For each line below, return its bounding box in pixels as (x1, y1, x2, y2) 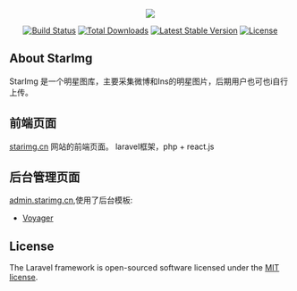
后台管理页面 (9, 170, 81, 185)
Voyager (21, 212, 54, 223)
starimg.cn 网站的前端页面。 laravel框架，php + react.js (9, 141, 215, 152)
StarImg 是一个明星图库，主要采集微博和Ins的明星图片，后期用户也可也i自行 (9, 76, 289, 87)
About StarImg (9, 51, 93, 66)
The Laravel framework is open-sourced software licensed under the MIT (9, 262, 280, 273)
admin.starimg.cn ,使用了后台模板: (9, 195, 133, 205)
